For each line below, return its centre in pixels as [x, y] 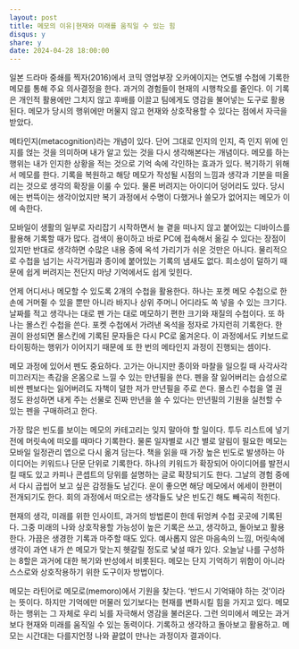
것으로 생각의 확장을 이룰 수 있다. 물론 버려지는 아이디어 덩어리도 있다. [147, 186]
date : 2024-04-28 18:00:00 [59, 51]
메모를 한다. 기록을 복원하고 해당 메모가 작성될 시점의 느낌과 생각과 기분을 [146, 175]
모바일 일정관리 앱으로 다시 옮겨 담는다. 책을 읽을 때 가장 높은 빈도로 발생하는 [142, 452]
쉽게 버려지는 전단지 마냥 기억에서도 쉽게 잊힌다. [109, 272]
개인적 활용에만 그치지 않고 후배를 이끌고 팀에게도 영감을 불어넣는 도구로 [144, 100]
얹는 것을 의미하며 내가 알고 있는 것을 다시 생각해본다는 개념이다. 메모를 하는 [158, 152]
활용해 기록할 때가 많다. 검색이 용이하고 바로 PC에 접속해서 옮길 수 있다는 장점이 [148, 239]
